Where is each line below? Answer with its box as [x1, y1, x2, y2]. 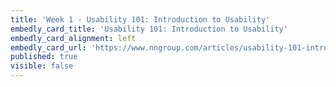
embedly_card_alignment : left [10, 33, 137, 43]
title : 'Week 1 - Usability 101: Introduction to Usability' [10, 14, 271, 25]
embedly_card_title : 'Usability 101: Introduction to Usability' [10, 24, 288, 34]
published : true [10, 52, 78, 62]
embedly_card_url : [10, 42, 87, 53]
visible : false [10, 61, 74, 71]
